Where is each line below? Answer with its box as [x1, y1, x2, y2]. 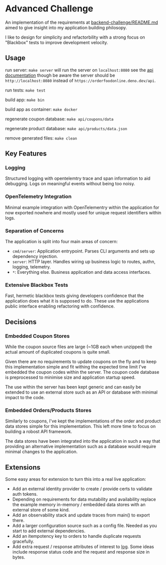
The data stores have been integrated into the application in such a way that [5, 438, 161, 444]
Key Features [5, 150, 47, 158]
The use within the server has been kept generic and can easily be [5, 384, 141, 390]
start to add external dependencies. [12, 528, 86, 534]
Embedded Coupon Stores [5, 332, 70, 339]
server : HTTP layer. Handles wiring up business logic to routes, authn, [12, 258, 156, 265]
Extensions [5, 463, 41, 471]
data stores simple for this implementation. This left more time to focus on [5, 423, 156, 429]
